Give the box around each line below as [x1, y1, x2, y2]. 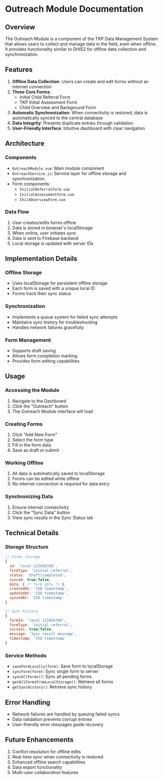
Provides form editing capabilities [12, 358, 80, 364]
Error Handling [5, 698, 50, 707]
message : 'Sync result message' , [9, 631, 78, 636]
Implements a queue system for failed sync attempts [12, 314, 118, 320]
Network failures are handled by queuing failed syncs [12, 711, 120, 717]
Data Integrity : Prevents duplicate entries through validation [12, 120, 133, 126]
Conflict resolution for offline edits [12, 749, 81, 755]
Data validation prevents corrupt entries [12, 716, 92, 722]
